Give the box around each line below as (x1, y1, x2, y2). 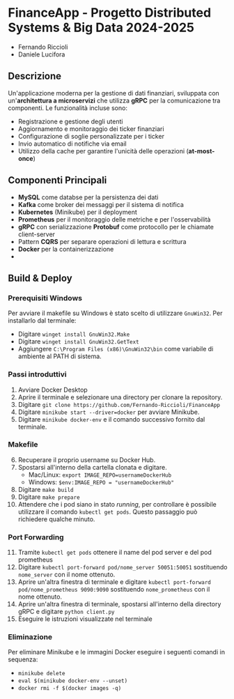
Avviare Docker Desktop (17, 385, 88, 394)
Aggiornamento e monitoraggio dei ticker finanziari (17, 124, 164, 133)
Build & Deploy (8, 272, 72, 284)
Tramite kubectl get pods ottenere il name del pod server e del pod (17, 548, 212, 557)
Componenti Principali (8, 174, 107, 186)
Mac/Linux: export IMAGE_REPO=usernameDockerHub (28, 470, 172, 479)
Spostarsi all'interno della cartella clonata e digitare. (17, 463, 167, 471)
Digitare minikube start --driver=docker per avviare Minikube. (17, 408, 200, 416)
